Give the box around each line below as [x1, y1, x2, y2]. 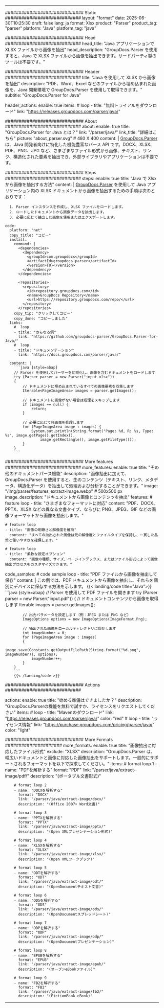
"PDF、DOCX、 [126, 500, 158, 506]
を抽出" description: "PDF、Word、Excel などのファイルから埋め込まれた [5, 81, 152, 86]
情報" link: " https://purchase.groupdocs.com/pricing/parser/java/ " [21, 722, 155, 727]
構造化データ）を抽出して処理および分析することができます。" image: [18, 483, 158, 488]
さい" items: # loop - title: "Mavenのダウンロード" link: [5, 710, 114, 715]
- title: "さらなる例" [14, 330, 56, 335]
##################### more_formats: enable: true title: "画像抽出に [5, 742, 152, 748]
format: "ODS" [18, 902, 47, 907]
